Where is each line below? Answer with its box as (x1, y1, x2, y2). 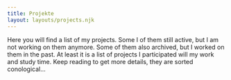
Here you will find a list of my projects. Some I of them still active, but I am (7, 35, 219, 43)
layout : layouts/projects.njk (7, 17, 95, 23)
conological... (7, 65, 46, 73)
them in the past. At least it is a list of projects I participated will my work (7, 50, 214, 59)
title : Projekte (7, 10, 54, 17)
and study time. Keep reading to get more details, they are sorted (7, 57, 194, 66)
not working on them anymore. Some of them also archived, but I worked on (7, 43, 225, 51)
